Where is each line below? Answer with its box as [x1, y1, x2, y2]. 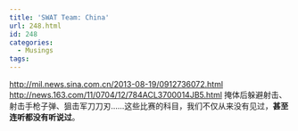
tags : [9, 54, 29, 63]
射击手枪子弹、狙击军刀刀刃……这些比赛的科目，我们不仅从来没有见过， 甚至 [9, 101, 289, 111]
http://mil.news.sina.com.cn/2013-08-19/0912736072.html [9, 79, 224, 89]
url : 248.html [9, 21, 62, 30]
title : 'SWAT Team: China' [9, 12, 110, 22]
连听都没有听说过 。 [9, 112, 80, 122]
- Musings [17, 46, 54, 55]
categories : [9, 37, 54, 47]
